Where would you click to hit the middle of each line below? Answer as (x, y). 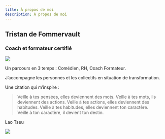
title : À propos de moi (30, 10)
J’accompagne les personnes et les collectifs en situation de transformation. (82, 78)
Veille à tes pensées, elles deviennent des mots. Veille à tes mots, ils (86, 97)
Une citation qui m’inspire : (32, 87)
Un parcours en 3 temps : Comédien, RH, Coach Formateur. (66, 68)
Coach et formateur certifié (39, 48)
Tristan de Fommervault (43, 34)
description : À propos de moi (36, 14)
